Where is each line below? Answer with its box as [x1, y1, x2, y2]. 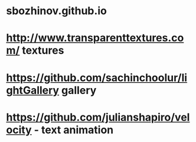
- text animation [34, 123, 114, 137]
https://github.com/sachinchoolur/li [6, 71, 188, 84]
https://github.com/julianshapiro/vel [6, 111, 190, 124]
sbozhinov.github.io [6, 4, 107, 18]
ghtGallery [6, 83, 60, 97]
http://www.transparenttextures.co [6, 31, 184, 45]
